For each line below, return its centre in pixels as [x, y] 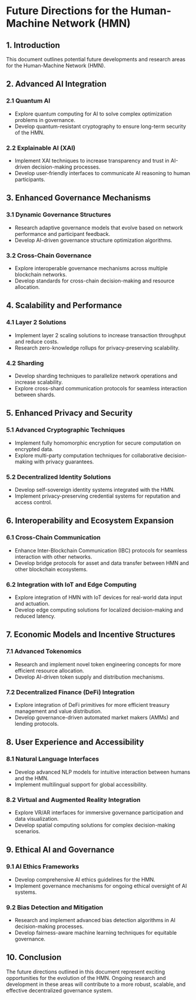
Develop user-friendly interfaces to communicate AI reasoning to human [102, 173]
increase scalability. [39, 382]
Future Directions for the [67, 11]
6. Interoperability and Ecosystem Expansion [90, 521]
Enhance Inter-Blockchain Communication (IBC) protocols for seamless [101, 550]
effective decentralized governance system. [59, 990]
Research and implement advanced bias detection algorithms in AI [95, 920]
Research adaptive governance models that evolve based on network [99, 228]
